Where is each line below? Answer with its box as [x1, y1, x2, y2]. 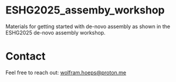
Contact [5, 50, 46, 63]
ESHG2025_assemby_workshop [5, 4, 165, 17]
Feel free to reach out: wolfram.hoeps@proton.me [5, 69, 127, 76]
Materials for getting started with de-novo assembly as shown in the [5, 23, 171, 30]
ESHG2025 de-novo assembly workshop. [5, 29, 106, 36]
